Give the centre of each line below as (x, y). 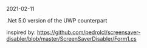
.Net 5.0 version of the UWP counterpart (57, 20)
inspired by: (21, 32)
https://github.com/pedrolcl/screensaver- (89, 32)
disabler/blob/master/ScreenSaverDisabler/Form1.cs (71, 39)
